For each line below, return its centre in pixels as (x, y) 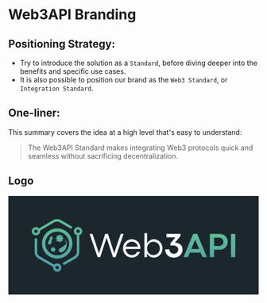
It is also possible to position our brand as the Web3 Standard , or (124, 80)
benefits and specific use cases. (73, 71)
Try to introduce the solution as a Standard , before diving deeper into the (139, 63)
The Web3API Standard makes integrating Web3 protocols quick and (140, 148)
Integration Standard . (56, 88)
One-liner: (35, 113)
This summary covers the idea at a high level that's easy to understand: (125, 132)
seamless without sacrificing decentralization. (103, 155)
